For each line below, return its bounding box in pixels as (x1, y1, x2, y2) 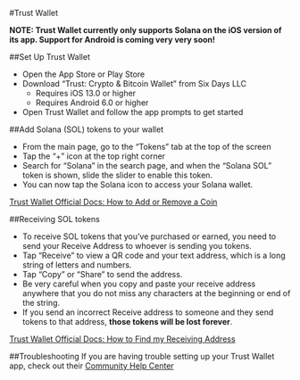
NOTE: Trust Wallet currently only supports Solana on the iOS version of (9, 25, 282, 35)
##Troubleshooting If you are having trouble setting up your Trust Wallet (9, 351, 275, 361)
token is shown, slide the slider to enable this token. (21, 169, 212, 180)
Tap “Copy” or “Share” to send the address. (21, 269, 183, 279)
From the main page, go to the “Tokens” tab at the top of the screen (21, 142, 271, 152)
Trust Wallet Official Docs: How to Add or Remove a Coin (9, 196, 218, 207)
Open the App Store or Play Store (21, 69, 146, 79)
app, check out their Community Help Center (9, 360, 174, 371)
